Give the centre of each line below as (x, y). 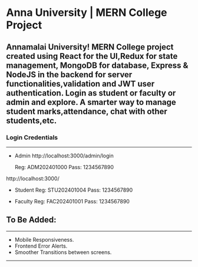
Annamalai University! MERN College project (90, 47)
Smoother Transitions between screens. (63, 252)
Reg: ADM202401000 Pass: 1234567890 (64, 167)
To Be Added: (32, 220)
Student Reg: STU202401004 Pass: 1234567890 (74, 190)
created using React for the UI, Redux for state (92, 56)
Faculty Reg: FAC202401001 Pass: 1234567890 (72, 201)
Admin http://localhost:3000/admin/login (64, 156)
